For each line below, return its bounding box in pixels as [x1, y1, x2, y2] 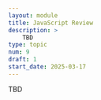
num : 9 [8, 48, 30, 56]
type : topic [8, 41, 47, 49]
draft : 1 [8, 56, 37, 64]
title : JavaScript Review [8, 19, 93, 27]
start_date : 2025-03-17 [8, 63, 87, 71]
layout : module [8, 11, 58, 20]
